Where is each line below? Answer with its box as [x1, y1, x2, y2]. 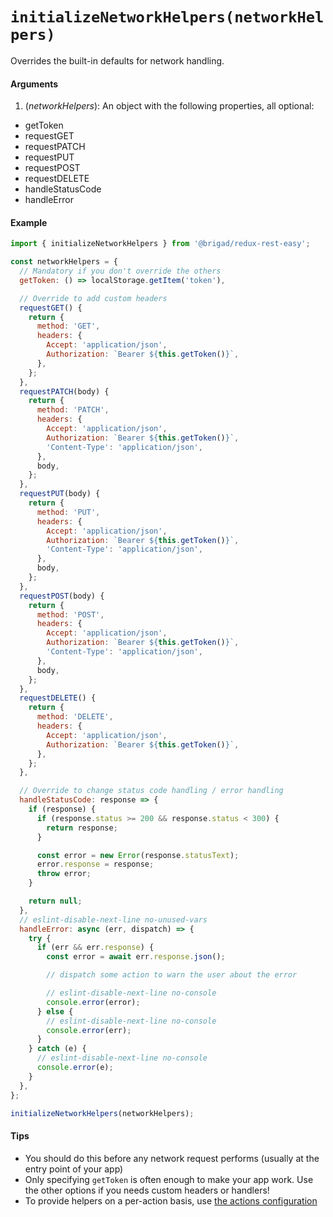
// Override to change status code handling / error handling [19, 786, 284, 796]
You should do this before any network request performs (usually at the [24, 1152, 320, 1164]
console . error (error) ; [46, 997, 141, 1007]
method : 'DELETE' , [36, 712, 114, 722]
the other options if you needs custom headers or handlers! [24, 1184, 270, 1196]
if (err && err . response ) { [36, 943, 155, 953]
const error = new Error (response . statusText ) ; [36, 850, 240, 860]
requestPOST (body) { [19, 591, 105, 601]
